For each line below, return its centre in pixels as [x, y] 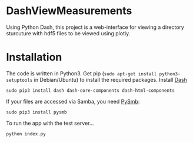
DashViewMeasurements [69, 11]
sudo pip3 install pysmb [36, 112]
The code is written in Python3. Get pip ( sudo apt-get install [81, 73]
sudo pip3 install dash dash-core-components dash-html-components [91, 90]
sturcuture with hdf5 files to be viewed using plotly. [68, 33]
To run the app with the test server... [50, 123]
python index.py [26, 134]
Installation [34, 57]
